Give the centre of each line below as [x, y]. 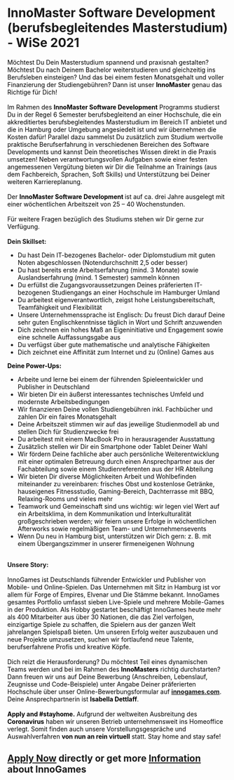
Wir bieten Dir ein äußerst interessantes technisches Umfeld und [111, 394]
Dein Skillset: [27, 241]
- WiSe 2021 [43, 43]
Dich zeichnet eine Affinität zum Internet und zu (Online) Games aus [116, 352]
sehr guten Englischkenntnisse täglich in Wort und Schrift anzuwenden [119, 322]
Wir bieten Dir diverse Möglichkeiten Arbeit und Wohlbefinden [107, 476]
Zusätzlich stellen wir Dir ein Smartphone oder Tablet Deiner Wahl [112, 446]
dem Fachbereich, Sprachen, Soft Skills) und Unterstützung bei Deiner [109, 174]
